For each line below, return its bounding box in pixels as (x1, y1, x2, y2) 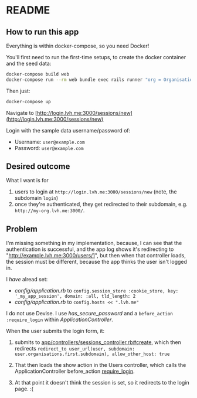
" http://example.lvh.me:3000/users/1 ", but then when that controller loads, (6, 252, 186, 259)
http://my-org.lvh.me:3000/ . (14, 207, 85, 214)
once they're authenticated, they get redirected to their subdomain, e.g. (14, 200, 188, 208)
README (6, 4, 50, 17)
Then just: (6, 87, 30, 94)
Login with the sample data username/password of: (6, 127, 131, 134)
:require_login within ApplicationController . (6, 316, 113, 323)
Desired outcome (6, 162, 70, 172)
